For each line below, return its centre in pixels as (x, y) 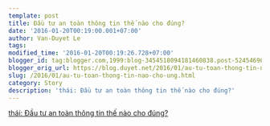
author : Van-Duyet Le (45, 38)
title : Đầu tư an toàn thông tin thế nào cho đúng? (96, 23)
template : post (34, 16)
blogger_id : (28, 61)
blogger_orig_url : (39, 68)
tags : (17, 46)
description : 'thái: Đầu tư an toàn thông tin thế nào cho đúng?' (122, 90)
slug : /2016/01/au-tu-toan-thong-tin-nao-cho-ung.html (102, 75)
